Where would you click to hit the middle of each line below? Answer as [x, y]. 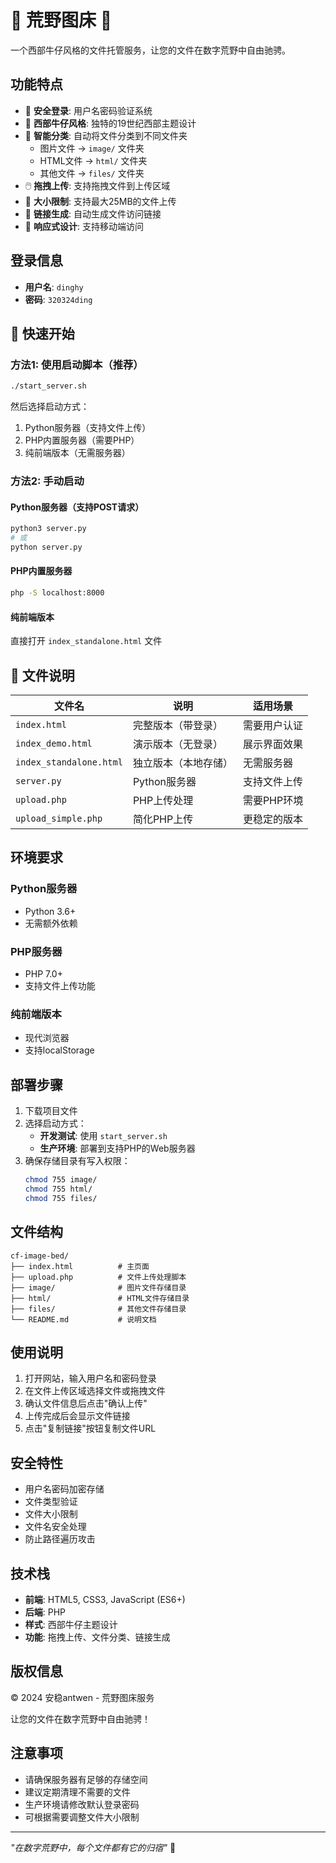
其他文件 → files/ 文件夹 [92, 173]
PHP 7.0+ [43, 973]
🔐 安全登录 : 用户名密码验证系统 [88, 110]
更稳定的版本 [272, 819]
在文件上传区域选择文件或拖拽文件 [95, 1391]
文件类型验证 [51, 1502]
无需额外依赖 [51, 923]
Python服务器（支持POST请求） [77, 507]
